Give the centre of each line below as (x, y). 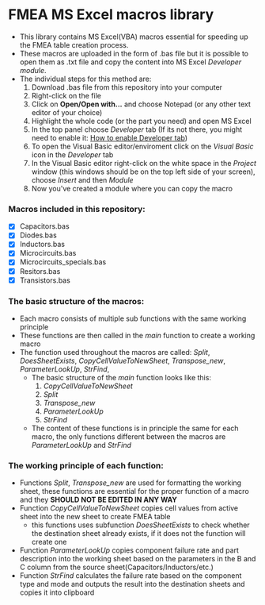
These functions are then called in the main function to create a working (137, 335)
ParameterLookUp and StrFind (81, 445)
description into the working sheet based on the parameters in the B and (138, 559)
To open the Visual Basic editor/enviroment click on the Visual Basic (142, 146)
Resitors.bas (40, 271)
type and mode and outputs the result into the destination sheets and (132, 584)
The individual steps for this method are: (85, 79)
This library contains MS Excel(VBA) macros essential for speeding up (134, 37)
